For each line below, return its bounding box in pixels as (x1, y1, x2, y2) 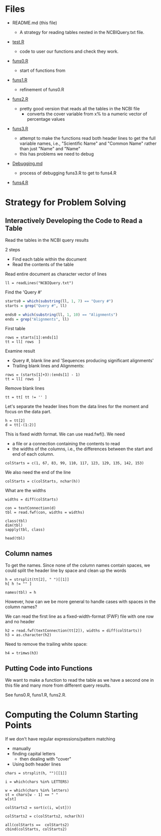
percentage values (27, 116, 65, 122)
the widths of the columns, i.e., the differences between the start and (12, 446, 153, 452)
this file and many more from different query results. (5, 682, 111, 688)
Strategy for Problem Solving (5, 197, 127, 208)
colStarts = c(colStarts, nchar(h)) (5, 479, 80, 484)
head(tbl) (5, 536, 26, 541)
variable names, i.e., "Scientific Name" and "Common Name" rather (19, 140, 157, 146)
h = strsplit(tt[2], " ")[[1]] (5, 577, 69, 582)
